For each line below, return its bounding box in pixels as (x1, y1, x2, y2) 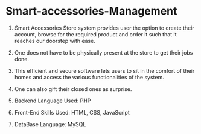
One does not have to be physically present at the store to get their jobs (14, 49, 193, 56)
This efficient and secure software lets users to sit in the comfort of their (14, 67, 195, 74)
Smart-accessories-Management (5, 4, 177, 18)
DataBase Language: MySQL (14, 120, 86, 128)
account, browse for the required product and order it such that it (14, 30, 177, 38)
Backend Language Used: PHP (14, 97, 91, 104)
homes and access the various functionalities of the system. (14, 73, 164, 81)
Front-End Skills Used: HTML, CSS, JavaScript (14, 109, 130, 116)
